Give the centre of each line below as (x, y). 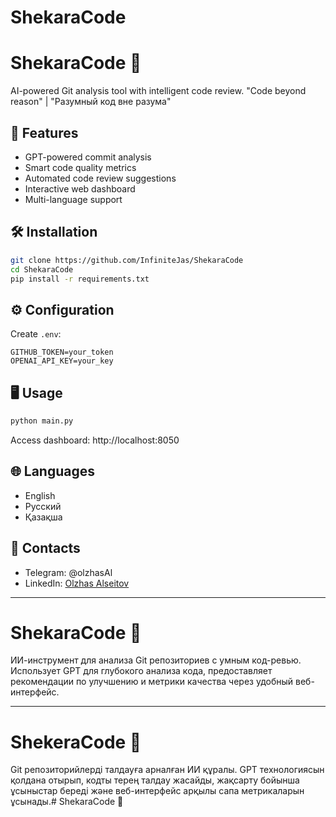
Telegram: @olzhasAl (68, 572)
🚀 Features (44, 132)
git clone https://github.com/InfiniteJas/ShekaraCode (127, 260)
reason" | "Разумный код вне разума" (91, 102)
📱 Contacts (45, 548)
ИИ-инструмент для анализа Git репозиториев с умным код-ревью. (156, 660)
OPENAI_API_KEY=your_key (62, 361)
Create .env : (36, 334)
